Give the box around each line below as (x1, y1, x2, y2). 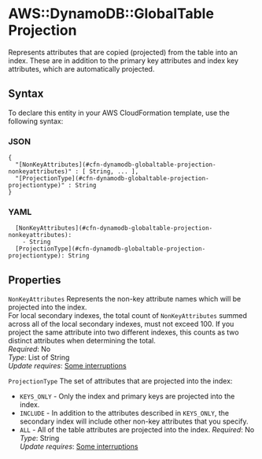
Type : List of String (8, 353, 70, 362)
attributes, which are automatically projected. (8, 64, 155, 73)
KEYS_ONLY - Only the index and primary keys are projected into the (19, 391, 235, 402)
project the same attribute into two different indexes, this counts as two (8, 328, 239, 337)
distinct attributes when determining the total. (8, 336, 156, 346)
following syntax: (8, 116, 64, 126)
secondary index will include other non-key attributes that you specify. (19, 416, 249, 426)
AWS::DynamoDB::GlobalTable (8, 5, 215, 23)
